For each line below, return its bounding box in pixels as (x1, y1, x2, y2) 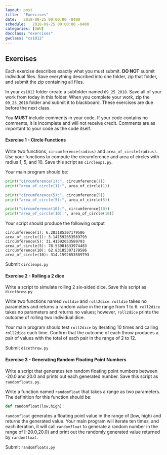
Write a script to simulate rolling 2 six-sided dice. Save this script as (5, 284, 147, 290)
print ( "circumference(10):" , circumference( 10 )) (5, 206, 110, 212)
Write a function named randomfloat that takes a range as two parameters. (5, 389, 160, 395)
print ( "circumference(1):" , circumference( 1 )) (5, 179, 105, 184)
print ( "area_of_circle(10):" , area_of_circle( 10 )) (5, 211, 114, 216)
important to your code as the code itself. (5, 125, 92, 131)
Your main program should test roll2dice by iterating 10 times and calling (5, 324, 158, 330)
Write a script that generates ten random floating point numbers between (5, 368, 158, 374)
